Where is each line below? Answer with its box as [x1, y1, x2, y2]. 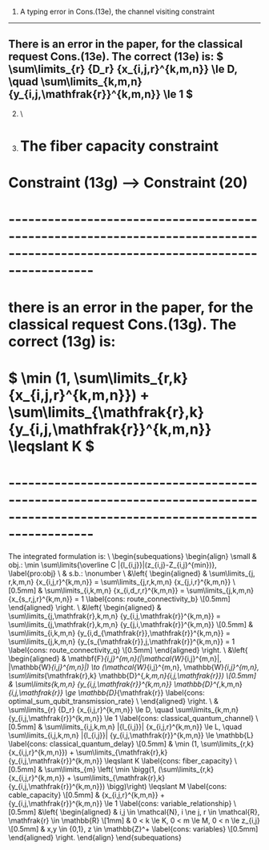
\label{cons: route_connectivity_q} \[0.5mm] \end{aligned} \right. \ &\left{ [8, 645, 248, 654]
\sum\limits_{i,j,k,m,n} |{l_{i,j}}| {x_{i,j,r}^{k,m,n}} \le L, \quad [44, 722, 243, 731]
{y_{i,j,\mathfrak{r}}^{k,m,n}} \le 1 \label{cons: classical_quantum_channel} [8, 713, 255, 722]
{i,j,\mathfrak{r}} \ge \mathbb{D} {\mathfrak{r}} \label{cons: [8, 687, 206, 697]
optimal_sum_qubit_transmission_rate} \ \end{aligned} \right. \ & [8, 696, 219, 706]
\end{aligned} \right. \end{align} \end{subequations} [8, 832, 182, 842]
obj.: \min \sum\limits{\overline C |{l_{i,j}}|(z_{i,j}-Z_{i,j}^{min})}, [8, 560, 218, 569]
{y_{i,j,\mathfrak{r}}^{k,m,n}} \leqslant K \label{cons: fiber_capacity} [8, 755, 233, 765]
